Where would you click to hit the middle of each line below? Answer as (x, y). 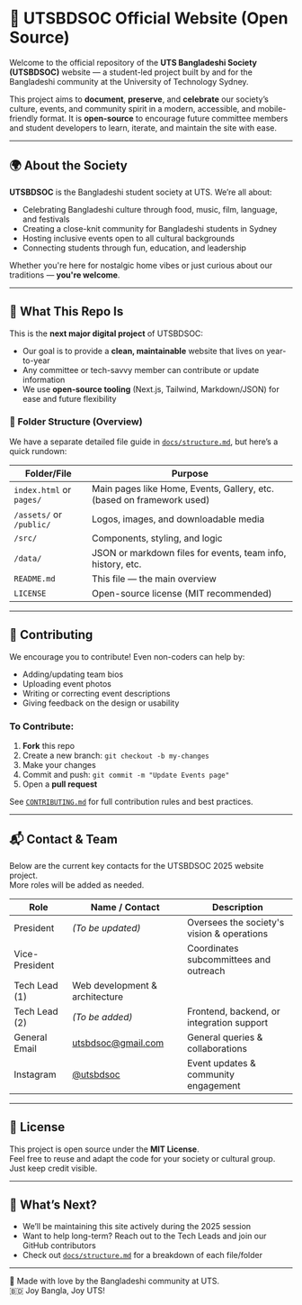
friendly (24, 118)
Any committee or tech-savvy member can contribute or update (141, 370)
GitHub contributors (59, 1246)
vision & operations (227, 934)
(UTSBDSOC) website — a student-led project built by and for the (131, 72)
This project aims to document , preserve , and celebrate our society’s (139, 99)
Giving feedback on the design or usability (101, 703)
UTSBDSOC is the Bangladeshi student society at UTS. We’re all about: (141, 192)
